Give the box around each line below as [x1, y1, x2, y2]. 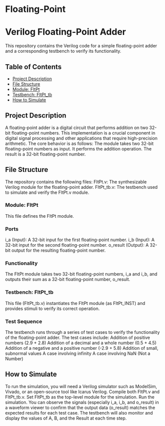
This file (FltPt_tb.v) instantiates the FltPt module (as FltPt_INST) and [5, 300, 146, 306]
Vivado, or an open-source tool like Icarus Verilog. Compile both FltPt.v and [5, 389, 160, 395]
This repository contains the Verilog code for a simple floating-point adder [5, 43, 158, 49]
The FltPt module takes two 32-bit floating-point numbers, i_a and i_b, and [5, 271, 158, 277]
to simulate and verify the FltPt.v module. [5, 189, 89, 195]
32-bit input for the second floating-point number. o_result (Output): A [5, 242, 149, 248]
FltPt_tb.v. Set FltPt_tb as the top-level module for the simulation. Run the [5, 394, 155, 400]
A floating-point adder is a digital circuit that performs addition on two [5, 125, 148, 131]
